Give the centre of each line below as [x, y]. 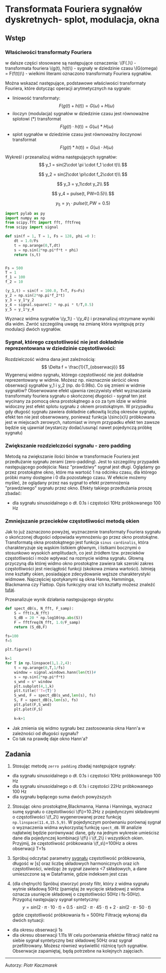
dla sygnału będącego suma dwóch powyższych [62, 797]
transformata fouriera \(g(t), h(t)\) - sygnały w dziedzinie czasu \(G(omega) [82, 68]
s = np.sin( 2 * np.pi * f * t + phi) [46, 250]
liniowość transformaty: [36, 98]
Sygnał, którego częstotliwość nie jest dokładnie [64, 342]
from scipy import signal [32, 227]
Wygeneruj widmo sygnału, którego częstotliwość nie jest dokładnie [74, 375]
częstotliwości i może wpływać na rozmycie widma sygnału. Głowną [74, 558]
